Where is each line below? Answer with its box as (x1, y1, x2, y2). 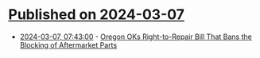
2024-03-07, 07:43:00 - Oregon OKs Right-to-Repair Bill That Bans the (19, 32, 252, 41)
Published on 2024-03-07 (8, 6, 185, 24)
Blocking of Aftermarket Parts (19, 40, 118, 49)
